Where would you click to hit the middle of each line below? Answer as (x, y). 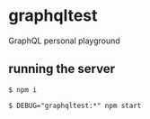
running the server (62, 69)
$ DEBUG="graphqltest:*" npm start (75, 105)
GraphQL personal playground (64, 41)
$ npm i (23, 90)
